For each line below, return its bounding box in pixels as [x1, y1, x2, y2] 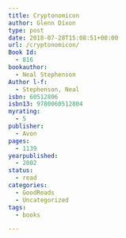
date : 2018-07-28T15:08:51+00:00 [8, 33, 119, 42]
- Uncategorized [15, 196, 69, 204]
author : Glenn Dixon [8, 19, 77, 27]
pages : [8, 136, 30, 145]
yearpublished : [8, 152, 59, 159]
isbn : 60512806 [8, 93, 59, 101]
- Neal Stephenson [15, 71, 77, 79]
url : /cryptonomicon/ [8, 41, 80, 49]
